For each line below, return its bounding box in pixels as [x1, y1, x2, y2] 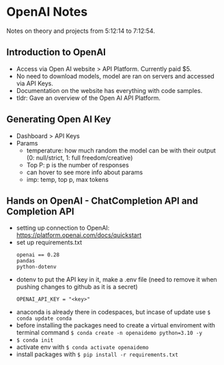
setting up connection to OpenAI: [16, 224, 110, 232]
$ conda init [16, 337, 54, 344]
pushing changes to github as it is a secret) [16, 283, 138, 291]
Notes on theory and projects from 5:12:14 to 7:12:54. [6, 27, 155, 35]
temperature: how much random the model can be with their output [26, 146, 216, 154]
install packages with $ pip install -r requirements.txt [16, 350, 179, 359]
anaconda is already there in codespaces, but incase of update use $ [16, 308, 211, 316]
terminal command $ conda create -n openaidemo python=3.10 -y [16, 329, 203, 337]
